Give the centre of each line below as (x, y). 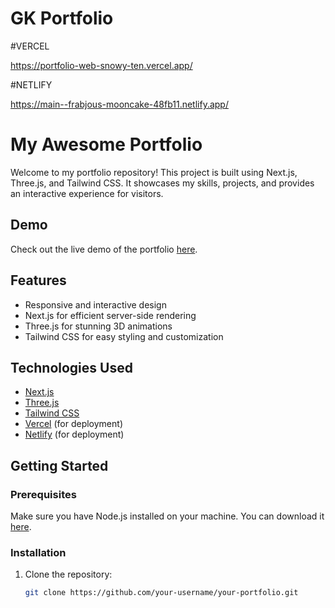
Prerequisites (43, 494)
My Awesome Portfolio (106, 144)
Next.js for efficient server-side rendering (110, 315)
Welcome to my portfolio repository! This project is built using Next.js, (154, 172)
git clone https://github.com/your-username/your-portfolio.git (161, 593)
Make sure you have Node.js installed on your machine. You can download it (167, 516)
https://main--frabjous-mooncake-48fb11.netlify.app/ (119, 104)
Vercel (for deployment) (73, 424)
